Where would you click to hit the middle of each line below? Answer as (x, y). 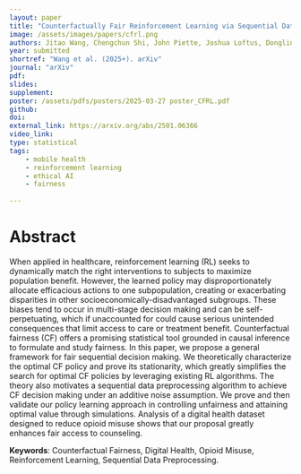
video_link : (31, 134)
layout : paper (36, 17)
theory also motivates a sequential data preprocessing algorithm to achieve (148, 385)
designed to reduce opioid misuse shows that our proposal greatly (132, 423)
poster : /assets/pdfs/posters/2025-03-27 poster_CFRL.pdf (120, 101)
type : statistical (43, 142)
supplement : (31, 92)
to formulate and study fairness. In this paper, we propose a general (134, 347)
